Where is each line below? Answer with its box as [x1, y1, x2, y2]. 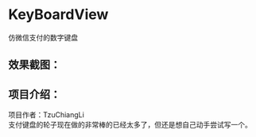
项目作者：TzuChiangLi [8, 110, 85, 120]
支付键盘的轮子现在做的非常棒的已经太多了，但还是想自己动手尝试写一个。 [8, 120, 252, 130]
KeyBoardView [8, 6, 109, 24]
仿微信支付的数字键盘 [8, 32, 78, 42]
